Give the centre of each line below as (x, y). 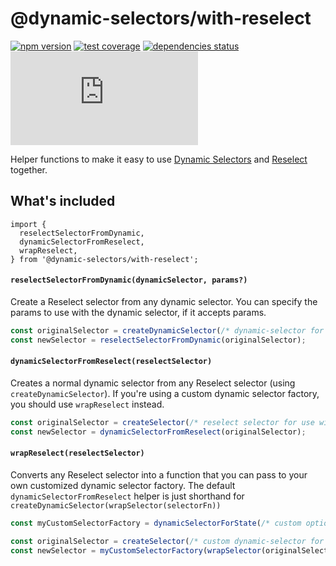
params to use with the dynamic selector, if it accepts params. (138, 312)
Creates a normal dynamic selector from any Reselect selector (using (153, 383)
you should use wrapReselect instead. (87, 404)
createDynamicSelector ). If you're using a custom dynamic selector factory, (165, 393)
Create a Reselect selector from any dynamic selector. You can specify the (164, 301)
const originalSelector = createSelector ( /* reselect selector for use (162, 422)
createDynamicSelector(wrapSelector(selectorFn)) (116, 505)
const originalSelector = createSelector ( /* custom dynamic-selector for (167, 541)
